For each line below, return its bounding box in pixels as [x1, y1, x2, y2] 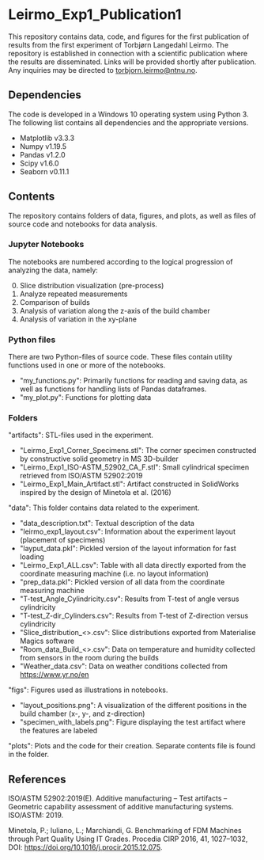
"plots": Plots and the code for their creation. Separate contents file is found [8, 741, 255, 751]
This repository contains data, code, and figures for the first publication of [8, 32, 250, 41]
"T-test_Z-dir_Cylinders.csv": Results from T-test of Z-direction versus [19, 611, 249, 621]
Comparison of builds [19, 297, 91, 306]
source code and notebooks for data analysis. [8, 219, 158, 229]
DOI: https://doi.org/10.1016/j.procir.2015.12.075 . [8, 843, 163, 852]
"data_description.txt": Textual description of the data [19, 519, 195, 528]
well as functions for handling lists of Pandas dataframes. [19, 384, 207, 394]
